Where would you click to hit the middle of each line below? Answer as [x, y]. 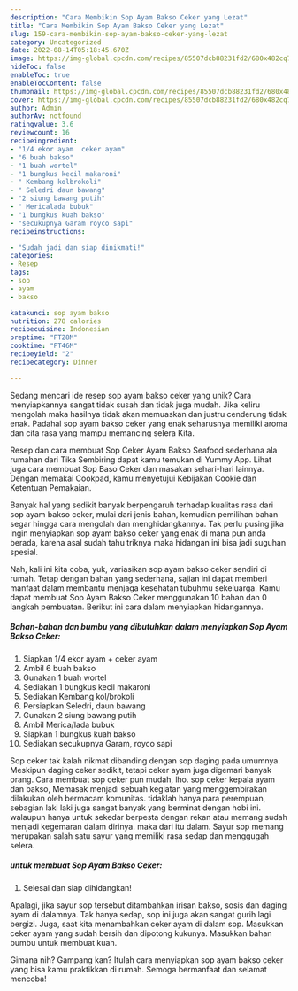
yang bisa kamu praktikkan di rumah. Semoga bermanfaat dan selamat [139, 969]
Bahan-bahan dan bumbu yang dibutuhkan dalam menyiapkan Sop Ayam [149, 627]
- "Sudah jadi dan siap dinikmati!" [77, 248]
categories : [32, 256]
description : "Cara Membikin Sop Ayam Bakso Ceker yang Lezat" [129, 17]
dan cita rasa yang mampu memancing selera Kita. [103, 433]
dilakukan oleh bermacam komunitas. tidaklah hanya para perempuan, [138, 798]
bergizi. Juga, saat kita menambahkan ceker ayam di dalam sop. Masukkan [147, 924]
